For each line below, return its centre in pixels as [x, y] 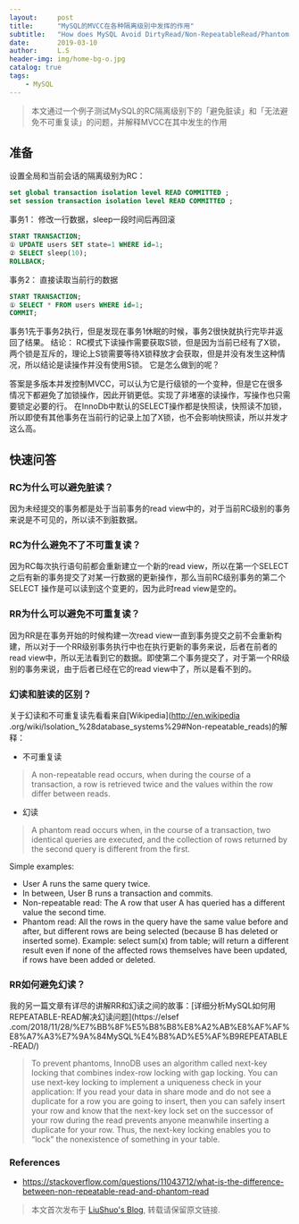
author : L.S [39, 51]
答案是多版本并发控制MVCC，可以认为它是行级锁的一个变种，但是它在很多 [146, 384]
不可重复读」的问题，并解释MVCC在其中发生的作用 [133, 122]
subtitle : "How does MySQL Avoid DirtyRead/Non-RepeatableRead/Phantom [149, 34]
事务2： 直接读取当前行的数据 [64, 279]
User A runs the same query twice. [86, 883]
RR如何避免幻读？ [48, 984]
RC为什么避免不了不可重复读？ [75, 545]
